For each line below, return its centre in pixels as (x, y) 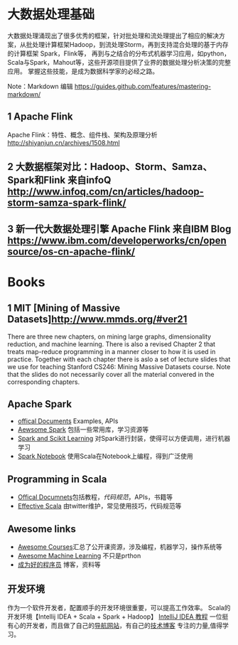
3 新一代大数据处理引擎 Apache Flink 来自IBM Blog (119, 229)
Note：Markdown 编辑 (40, 86)
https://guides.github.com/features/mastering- (143, 86)
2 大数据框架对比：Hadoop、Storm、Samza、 (110, 167)
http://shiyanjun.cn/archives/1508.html (64, 142)
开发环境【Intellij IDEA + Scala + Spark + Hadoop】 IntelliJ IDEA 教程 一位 (115, 617)
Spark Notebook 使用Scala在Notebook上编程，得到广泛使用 (105, 457)
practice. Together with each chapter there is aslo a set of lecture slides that (119, 359)
